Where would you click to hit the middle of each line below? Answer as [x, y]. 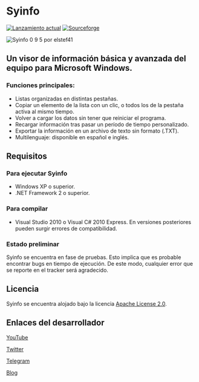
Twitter [15, 349]
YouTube [17, 337]
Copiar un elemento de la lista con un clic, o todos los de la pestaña [99, 105]
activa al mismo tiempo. [44, 111]
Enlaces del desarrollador [55, 323]
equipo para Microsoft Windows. [70, 68]
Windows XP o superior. [45, 186]
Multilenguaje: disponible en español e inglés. [72, 137]
